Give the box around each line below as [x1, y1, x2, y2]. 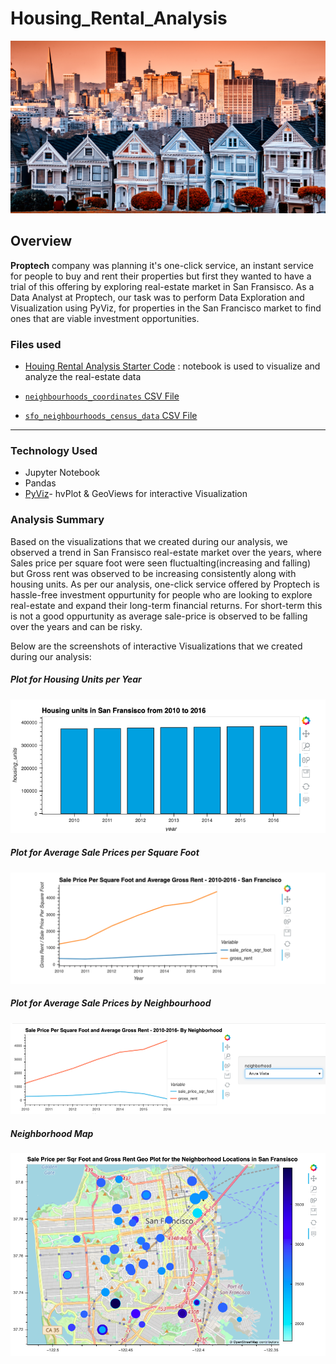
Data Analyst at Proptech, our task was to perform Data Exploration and [10, 291, 305, 303]
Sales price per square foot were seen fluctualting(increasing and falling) [10, 557, 312, 569]
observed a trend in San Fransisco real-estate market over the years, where [10, 546, 322, 558]
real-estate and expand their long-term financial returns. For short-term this [10, 599, 323, 611]
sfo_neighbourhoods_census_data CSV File [24, 410, 198, 422]
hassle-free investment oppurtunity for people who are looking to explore [10, 588, 313, 601]
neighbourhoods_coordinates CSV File [24, 390, 180, 402]
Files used [10, 337, 62, 351]
